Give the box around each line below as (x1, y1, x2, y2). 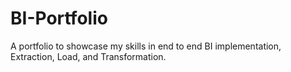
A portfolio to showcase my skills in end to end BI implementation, (10, 40, 282, 52)
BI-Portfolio (10, 7, 108, 30)
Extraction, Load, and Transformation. (10, 50, 167, 62)
